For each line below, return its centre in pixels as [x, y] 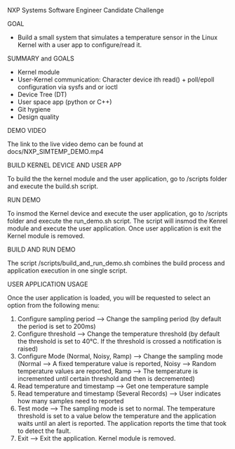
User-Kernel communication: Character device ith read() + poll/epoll [116, 79]
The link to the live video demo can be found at [75, 144]
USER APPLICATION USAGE [48, 284]
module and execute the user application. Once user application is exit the [114, 228]
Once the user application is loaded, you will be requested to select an [109, 298]
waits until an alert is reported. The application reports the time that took [122, 423]
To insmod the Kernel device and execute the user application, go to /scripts [117, 213]
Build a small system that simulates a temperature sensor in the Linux [117, 37]
